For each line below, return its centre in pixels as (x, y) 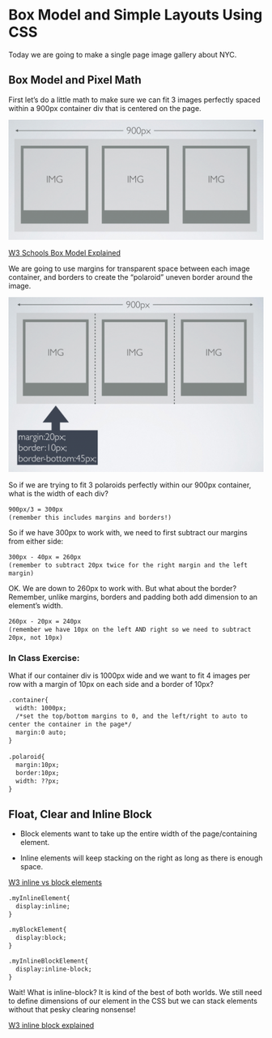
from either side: (36, 541)
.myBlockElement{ (38, 930)
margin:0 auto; (41, 733)
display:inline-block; (54, 969)
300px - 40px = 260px (45, 557)
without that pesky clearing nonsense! (72, 1010)
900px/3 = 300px (36, 509)
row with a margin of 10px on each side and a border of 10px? (111, 684)
